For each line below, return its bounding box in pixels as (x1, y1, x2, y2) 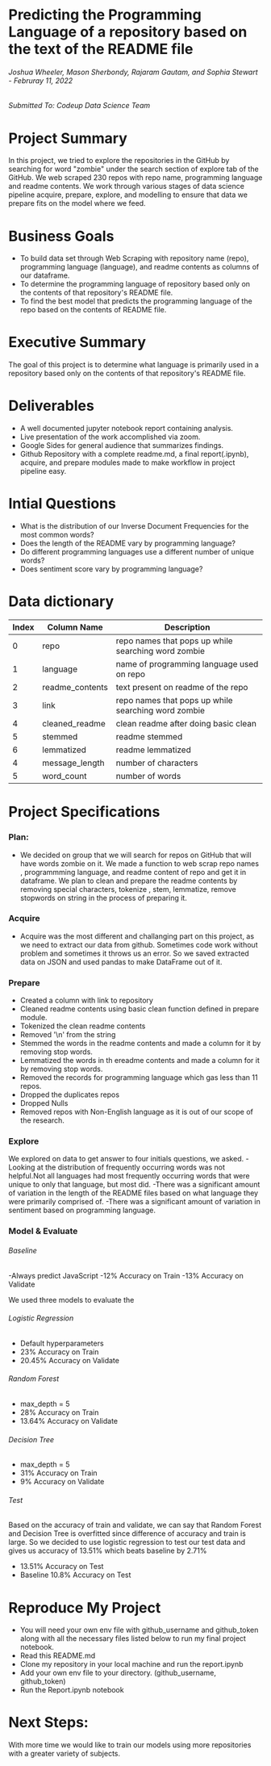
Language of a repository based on (8, 23, 248, 41)
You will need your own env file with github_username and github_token (19, 1625, 259, 1635)
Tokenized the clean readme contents (19, 1021, 146, 1031)
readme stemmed (115, 731, 183, 743)
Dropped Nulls (19, 1099, 69, 1108)
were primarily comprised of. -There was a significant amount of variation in (8, 1197, 261, 1207)
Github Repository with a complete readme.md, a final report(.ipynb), (19, 450, 249, 459)
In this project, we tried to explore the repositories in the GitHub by (8, 156, 230, 165)
